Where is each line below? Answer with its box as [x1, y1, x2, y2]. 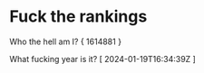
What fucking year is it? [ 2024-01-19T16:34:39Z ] [9, 53, 197, 64]
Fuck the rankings [9, 6, 148, 27]
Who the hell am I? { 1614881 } [9, 36, 122, 47]
